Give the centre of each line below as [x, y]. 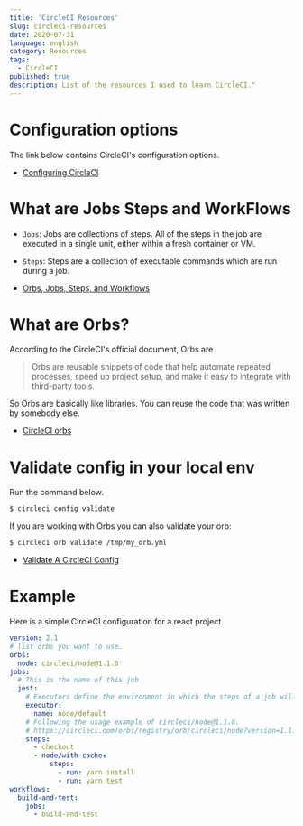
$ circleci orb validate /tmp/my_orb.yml [88, 543]
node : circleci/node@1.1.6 [68, 663]
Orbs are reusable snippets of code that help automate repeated [151, 367]
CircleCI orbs [47, 431]
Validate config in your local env [132, 467]
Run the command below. [56, 493]
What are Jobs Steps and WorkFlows [150, 208]
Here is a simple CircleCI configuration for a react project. [116, 622]
